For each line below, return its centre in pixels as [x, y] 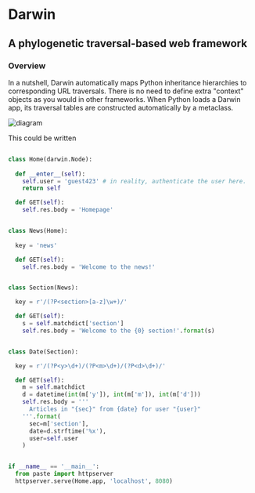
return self [41, 188]
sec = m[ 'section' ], [59, 424]
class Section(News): [43, 288]
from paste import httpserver [64, 474]
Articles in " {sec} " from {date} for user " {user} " [115, 409]
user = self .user [54, 438]
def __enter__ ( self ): [50, 174]
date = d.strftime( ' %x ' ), [68, 431]
